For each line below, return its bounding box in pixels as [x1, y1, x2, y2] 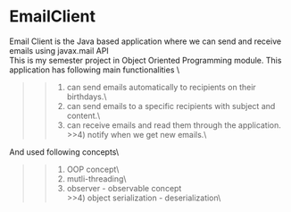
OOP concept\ [66, 164, 120, 174]
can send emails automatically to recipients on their [66, 81, 256, 92]
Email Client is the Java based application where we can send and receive [9, 36, 282, 47]
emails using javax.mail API [9, 45, 109, 55]
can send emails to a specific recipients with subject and [66, 100, 276, 111]
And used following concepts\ [9, 146, 120, 157]
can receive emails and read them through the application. [66, 119, 281, 131]
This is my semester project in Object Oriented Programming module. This [9, 55, 282, 65]
